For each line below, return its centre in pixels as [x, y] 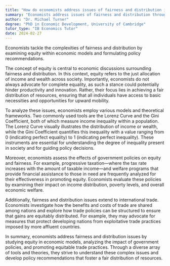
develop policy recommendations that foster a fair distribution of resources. [84, 258]
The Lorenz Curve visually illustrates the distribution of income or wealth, [81, 126]
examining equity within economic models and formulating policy [73, 53]
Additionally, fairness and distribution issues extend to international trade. [82, 200]
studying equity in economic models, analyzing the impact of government [82, 242]
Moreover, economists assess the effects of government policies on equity [83, 158]
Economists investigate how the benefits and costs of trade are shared [79, 205]
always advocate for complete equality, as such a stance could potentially [82, 84]
